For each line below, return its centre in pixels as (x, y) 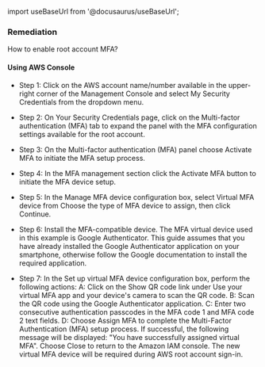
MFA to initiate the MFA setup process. (82, 158)
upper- (240, 85)
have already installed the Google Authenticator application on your (129, 246)
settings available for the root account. (82, 134)
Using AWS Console (41, 67)
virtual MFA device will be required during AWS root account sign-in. (131, 354)
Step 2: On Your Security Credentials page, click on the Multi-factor (129, 117)
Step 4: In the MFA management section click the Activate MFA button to (138, 173)
